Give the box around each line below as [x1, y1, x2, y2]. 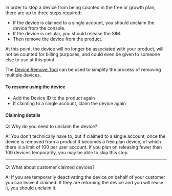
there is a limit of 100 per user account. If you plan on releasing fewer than [5, 144, 162, 150]
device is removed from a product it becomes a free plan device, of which [5, 139, 161, 145]
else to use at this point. [5, 57, 56, 63]
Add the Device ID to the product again [12, 95, 95, 101]
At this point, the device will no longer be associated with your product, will [5, 46, 164, 52]
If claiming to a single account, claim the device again [12, 101, 126, 107]
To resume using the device [5, 84, 66, 90]
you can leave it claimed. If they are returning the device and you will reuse [5, 180, 164, 186]
